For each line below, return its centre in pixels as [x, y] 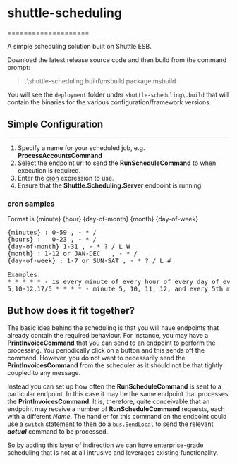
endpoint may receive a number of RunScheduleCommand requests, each [116, 409]
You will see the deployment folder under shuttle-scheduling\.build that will [118, 94]
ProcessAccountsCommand [60, 155]
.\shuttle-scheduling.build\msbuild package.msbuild [100, 81]
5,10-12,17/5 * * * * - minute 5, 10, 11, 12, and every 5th [115, 289]
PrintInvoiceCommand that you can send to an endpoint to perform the [111, 343]
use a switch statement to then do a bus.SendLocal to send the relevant [110, 424]
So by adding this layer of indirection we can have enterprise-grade [105, 445]
